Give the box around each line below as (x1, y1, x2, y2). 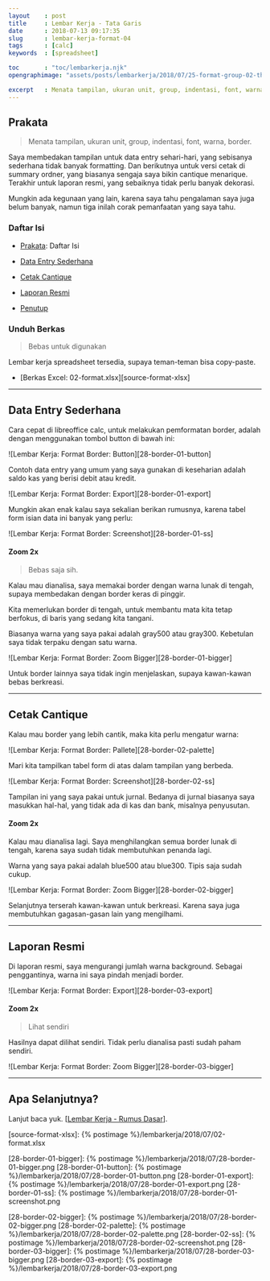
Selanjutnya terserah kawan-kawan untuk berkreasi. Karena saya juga (8, 901, 240, 911)
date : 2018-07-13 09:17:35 (8, 27, 121, 35)
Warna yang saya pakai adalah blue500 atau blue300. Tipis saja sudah (8, 861, 243, 870)
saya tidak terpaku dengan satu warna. (8, 638, 137, 647)
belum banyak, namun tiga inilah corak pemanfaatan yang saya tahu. (8, 202, 236, 212)
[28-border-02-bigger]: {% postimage (8, 1212, 135, 1221)
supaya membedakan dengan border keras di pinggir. (8, 589, 186, 599)
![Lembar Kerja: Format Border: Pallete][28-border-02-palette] (8, 745, 215, 754)
